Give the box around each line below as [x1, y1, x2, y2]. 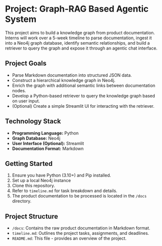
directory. [12, 198, 32, 204]
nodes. [12, 87, 26, 93]
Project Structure [5, 212, 58, 220]
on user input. [12, 98, 40, 104]
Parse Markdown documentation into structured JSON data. [12, 72, 132, 78]
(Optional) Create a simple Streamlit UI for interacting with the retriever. [12, 103, 155, 109]
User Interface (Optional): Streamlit [12, 140, 84, 146]
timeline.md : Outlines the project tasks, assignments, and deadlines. [12, 230, 149, 236]
